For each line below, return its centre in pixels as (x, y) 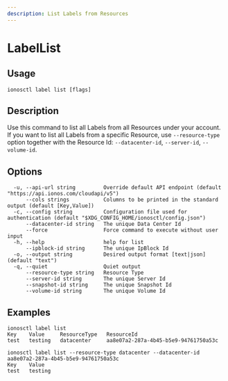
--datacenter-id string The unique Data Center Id (103, 224)
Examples (29, 313)
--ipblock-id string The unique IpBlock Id (97, 249)
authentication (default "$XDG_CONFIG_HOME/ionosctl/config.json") (107, 218)
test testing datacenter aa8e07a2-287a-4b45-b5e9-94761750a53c (113, 341)
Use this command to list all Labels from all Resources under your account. (114, 128)
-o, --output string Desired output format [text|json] (110, 254)
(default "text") (32, 261)
